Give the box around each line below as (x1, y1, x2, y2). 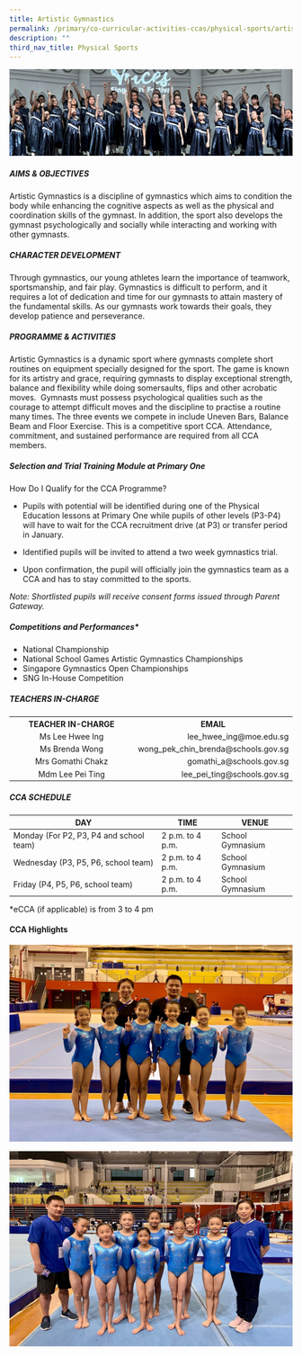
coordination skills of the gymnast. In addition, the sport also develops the (9, 210, 283, 220)
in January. (22, 529, 65, 540)
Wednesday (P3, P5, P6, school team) (13, 857, 155, 867)
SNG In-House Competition (22, 673, 124, 684)
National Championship (22, 644, 110, 655)
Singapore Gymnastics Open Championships (22, 663, 189, 674)
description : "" (9, 33, 70, 42)
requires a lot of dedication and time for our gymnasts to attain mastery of (9, 292, 283, 302)
